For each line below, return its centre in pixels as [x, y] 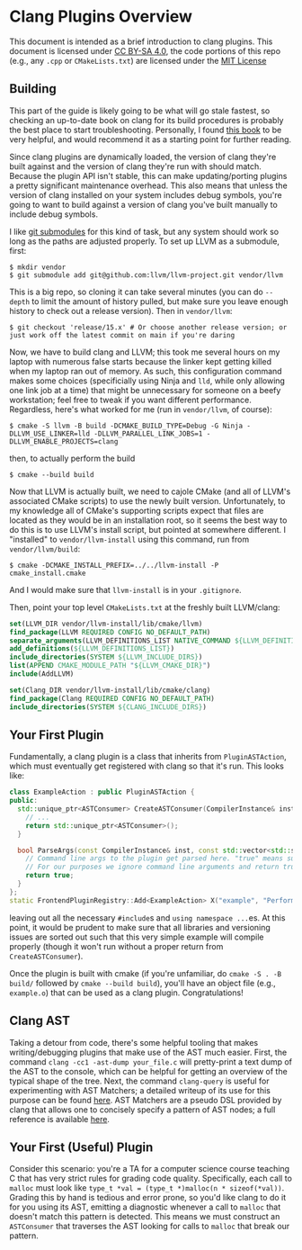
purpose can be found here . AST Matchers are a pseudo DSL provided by [146, 1100]
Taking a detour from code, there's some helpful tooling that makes [134, 1042]
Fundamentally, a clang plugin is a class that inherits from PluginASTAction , [148, 757]
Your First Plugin [57, 735]
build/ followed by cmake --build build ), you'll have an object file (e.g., [142, 983]
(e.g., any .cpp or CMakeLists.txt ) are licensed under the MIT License [138, 60]
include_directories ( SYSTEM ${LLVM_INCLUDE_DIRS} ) [106, 657]
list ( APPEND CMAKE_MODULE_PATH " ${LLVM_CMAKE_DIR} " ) [110, 666]
